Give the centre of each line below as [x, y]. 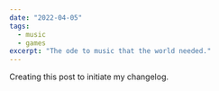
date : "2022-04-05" [46, 18]
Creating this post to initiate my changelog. [89, 77]
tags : [19, 26]
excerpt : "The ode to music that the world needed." [110, 51]
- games [32, 43]
